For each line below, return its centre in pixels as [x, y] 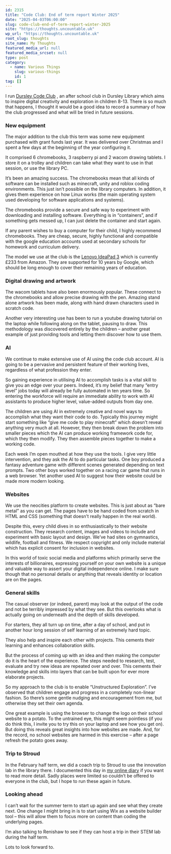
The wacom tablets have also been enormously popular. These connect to [83, 292]
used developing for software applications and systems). [65, 200]
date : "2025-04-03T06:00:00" [36, 19]
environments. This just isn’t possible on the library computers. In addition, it [86, 189]
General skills [22, 593]
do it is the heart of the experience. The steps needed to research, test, [80, 661]
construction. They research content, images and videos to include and [80, 531]
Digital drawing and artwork [41, 281]
